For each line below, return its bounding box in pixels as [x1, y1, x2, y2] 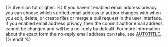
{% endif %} [5, 36, 31, 42]
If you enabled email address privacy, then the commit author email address [5, 20, 163, 26]
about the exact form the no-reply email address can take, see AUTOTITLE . [5, 31, 162, 37]
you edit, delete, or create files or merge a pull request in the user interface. [5, 15, 163, 21]
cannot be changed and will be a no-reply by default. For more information [5, 26, 160, 32]
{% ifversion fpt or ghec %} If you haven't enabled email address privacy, [5, 5, 158, 10]
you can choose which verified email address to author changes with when [5, 10, 161, 16]
